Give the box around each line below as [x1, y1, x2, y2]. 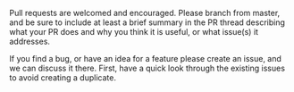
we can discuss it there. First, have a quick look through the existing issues [9, 63, 286, 73]
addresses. [9, 36, 51, 46]
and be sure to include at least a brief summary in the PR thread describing [9, 17, 286, 28]
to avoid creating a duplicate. [9, 72, 116, 83]
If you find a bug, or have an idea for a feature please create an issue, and [9, 54, 281, 63]
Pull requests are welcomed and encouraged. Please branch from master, [9, 8, 281, 18]
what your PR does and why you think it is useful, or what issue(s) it [9, 27, 259, 37]
